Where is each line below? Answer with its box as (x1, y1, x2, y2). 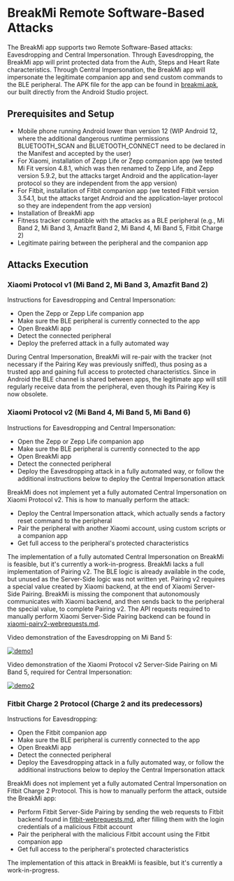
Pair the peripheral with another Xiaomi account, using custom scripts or (17, 524, 226, 532)
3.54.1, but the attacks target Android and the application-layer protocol (17, 194, 224, 202)
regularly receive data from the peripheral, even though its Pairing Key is (7, 382, 216, 391)
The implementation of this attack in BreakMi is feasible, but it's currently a (7, 859, 223, 867)
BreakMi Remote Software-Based (7, 5, 205, 21)
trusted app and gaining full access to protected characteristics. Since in (7, 368, 217, 376)
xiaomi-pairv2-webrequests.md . (7, 619, 100, 628)
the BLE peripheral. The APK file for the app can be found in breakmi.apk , (7, 80, 219, 88)
